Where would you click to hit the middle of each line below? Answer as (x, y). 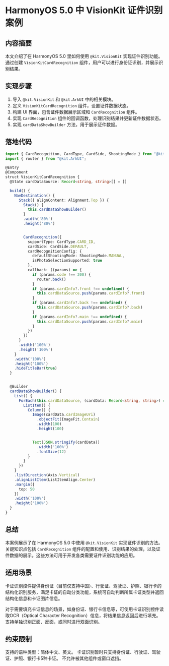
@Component (17, 172)
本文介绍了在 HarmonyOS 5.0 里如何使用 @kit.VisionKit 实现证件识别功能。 (84, 56)
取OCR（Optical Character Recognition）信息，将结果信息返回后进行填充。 (83, 615)
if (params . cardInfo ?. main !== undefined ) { (79, 317)
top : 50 (27, 489)
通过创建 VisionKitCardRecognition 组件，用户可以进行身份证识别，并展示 (82, 63)
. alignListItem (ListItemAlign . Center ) (55, 479)
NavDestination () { (35, 195)
